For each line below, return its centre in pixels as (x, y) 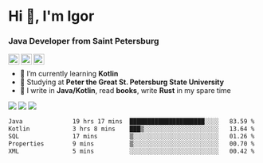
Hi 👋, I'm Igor (51, 16)
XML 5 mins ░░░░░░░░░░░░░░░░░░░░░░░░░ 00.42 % (131, 151)
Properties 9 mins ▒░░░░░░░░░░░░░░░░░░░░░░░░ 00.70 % (131, 144)
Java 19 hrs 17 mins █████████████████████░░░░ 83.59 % (131, 122)
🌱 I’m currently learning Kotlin (69, 74)
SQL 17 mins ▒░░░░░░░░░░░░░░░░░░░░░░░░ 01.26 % (131, 137)
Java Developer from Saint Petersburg (84, 41)
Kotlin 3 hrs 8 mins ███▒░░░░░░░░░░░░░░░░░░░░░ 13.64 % (131, 129)
